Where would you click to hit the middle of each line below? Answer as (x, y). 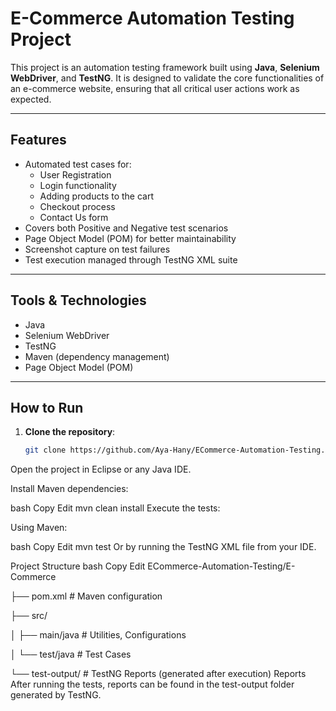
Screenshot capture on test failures (97, 249)
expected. (31, 99)
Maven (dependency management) (97, 356)
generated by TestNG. (56, 695)
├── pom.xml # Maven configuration (86, 596)
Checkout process (77, 206)
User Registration (75, 174)
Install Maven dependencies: (69, 489)
